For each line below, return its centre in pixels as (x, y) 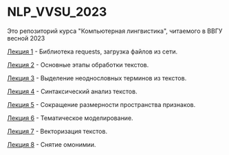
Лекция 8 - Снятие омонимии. (52, 144)
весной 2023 (26, 38)
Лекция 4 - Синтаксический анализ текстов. (72, 91)
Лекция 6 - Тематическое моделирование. (70, 118)
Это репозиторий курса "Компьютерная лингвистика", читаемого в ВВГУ (115, 31)
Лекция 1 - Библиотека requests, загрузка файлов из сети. (92, 51)
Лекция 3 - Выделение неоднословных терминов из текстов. (97, 78)
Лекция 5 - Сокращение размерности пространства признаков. (101, 104)
